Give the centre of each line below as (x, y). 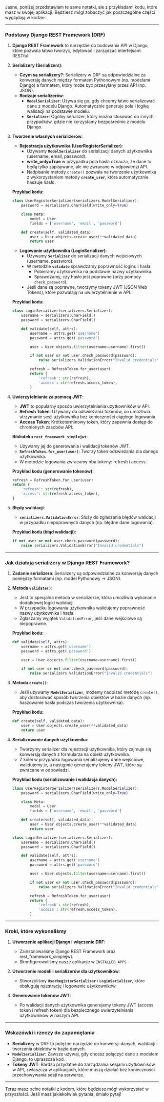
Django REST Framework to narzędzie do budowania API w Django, (80, 46)
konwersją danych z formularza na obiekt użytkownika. (75, 754)
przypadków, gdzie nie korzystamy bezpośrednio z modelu (86, 122)
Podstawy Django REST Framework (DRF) (55, 35)
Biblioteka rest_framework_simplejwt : (50, 436)
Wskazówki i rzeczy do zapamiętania (50, 1033)
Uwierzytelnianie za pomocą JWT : (48, 397)
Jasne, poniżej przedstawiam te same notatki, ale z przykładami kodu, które (81, 7)
